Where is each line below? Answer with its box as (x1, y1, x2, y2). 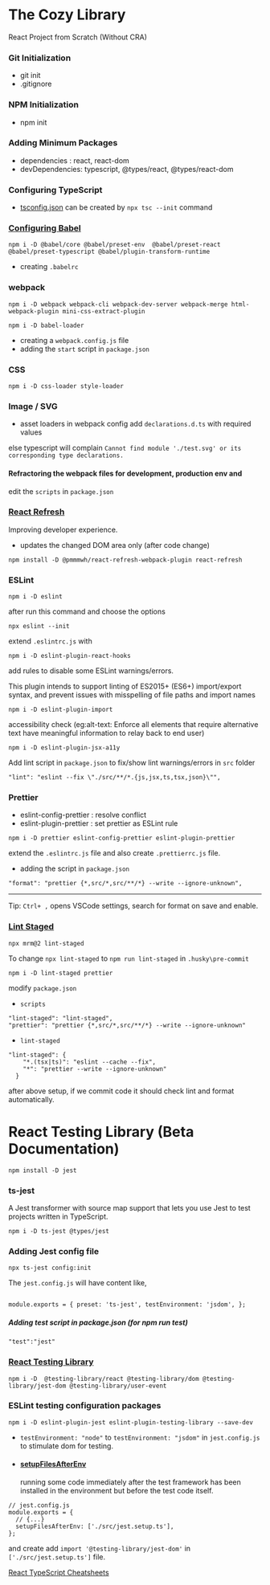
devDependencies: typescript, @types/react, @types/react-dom (19, 164, 234, 174)
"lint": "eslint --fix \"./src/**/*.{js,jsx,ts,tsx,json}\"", (8, 774, 221, 782)
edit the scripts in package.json (8, 486, 114, 496)
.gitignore (19, 79, 52, 89)
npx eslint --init (8, 623, 70, 631)
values (19, 427, 43, 437)
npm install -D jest (8, 1166, 78, 1174)
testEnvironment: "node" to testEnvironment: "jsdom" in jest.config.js (19, 1432, 260, 1442)
